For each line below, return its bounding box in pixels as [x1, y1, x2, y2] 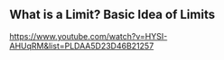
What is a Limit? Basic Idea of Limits [9, 7, 215, 22]
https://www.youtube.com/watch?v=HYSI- [9, 30, 168, 41]
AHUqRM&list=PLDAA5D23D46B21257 [9, 40, 154, 51]
